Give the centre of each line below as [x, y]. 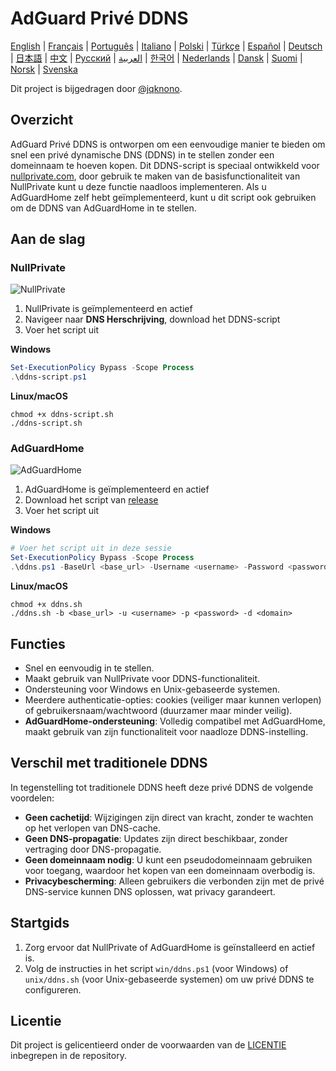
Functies [38, 643]
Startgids [40, 923]
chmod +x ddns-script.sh [62, 415]
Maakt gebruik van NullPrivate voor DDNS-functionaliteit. [142, 678]
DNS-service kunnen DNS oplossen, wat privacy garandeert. [150, 891]
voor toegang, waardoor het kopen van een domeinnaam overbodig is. [170, 870]
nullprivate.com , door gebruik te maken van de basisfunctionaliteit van [155, 176]
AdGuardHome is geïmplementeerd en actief [117, 489]
